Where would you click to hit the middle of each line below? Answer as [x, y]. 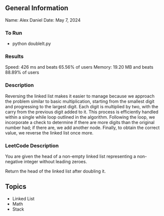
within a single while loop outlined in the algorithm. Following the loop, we [80, 117]
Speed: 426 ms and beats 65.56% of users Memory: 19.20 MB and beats [79, 67]
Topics [16, 187]
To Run [14, 33]
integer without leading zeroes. [56, 162]
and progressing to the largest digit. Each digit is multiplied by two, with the [82, 106]
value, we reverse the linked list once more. [49, 132]
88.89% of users [22, 72]
